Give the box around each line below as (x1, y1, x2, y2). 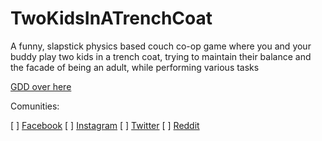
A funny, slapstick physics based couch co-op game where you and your (10, 40, 312, 52)
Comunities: (10, 100, 60, 112)
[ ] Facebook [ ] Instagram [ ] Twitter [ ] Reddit (10, 119, 200, 131)
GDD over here (10, 80, 72, 92)
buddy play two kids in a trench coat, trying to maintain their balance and (10, 50, 312, 62)
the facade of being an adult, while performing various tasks (10, 61, 260, 73)
